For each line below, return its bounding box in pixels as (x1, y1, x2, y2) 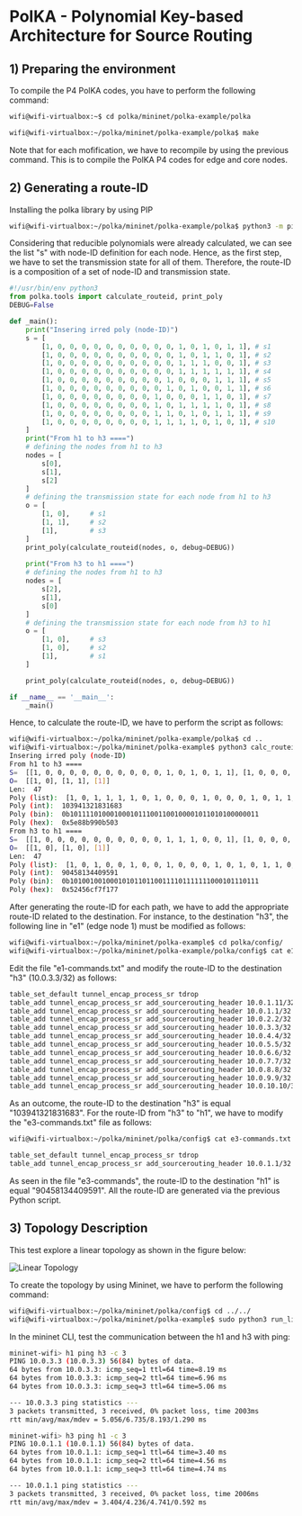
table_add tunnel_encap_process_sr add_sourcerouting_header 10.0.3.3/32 (9, 1024, 292, 1033)
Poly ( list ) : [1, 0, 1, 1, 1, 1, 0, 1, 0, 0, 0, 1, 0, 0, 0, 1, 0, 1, (9, 793, 283, 802)
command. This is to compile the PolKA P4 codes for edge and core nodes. (9, 154, 289, 165)
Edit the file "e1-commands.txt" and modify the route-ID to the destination (9, 962, 283, 973)
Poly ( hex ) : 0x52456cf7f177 (9, 885, 119, 895)
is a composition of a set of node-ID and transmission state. (9, 266, 231, 277)
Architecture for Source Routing (9, 25, 253, 46)
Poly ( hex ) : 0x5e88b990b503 (9, 818, 119, 827)
